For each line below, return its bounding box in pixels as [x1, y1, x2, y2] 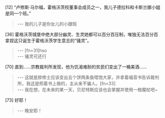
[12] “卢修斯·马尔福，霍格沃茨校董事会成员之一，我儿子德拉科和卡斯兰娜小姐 [5, 4, 161, 10]
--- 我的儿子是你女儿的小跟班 [17, 21, 77, 27]
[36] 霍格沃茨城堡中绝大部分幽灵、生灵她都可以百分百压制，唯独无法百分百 [5, 32, 159, 37]
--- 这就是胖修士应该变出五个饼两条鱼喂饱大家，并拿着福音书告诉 [17, 75, 151, 80]
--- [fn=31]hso [17, 47, 47, 53]
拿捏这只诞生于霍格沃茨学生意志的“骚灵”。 [5, 38, 92, 43]
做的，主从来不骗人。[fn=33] [56, 80, 116, 86]
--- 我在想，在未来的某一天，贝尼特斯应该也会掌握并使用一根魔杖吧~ [17, 87, 158, 92]
